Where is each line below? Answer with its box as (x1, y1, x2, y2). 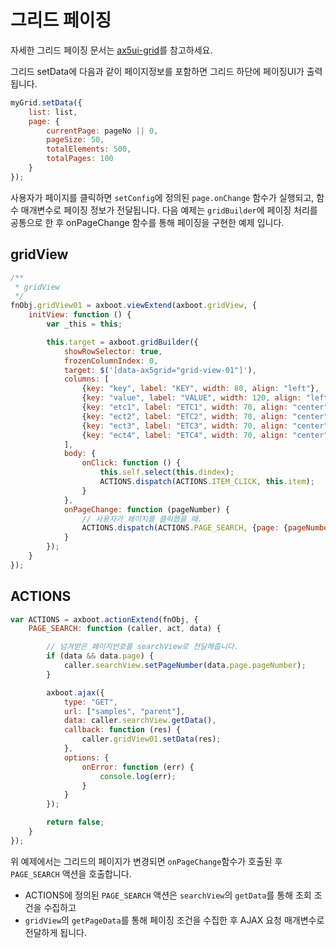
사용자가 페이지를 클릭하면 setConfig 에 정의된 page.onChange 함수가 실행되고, (10, 191, 315, 203)
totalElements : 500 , (46, 144, 132, 155)
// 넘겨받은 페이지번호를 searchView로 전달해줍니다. (46, 642, 239, 652)
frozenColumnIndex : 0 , (63, 356, 159, 366)
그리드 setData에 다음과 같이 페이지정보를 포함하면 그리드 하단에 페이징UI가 (10, 65, 305, 77)
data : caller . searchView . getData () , (63, 716, 217, 726)
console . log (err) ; (99, 771, 177, 781)
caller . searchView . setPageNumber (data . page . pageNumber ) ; (63, 661, 307, 671)
